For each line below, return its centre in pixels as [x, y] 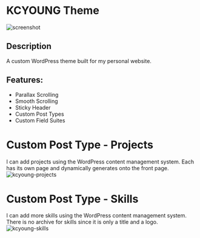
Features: [25, 80]
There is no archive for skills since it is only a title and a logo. [82, 222]
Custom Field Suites [40, 120]
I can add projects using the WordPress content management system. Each [100, 162]
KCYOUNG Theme [53, 11]
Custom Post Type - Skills [72, 199]
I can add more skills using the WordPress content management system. [96, 216]
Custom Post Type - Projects [80, 144]
